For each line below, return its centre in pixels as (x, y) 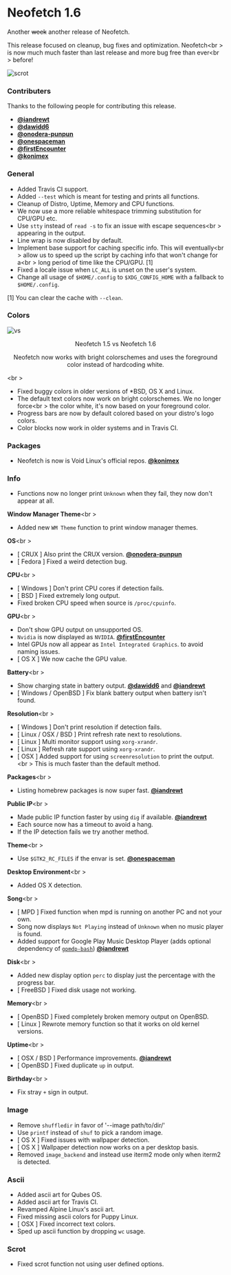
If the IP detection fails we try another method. (83, 832)
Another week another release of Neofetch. (69, 32)
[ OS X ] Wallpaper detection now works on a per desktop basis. (108, 1147)
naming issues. (38, 652)
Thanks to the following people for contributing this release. (92, 106)
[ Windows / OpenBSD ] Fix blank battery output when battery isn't (112, 693)
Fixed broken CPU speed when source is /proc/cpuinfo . (97, 603)
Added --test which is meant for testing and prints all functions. (108, 196)
